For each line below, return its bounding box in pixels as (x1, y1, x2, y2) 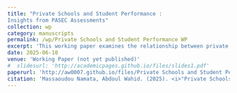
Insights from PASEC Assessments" (7, 17, 109, 24)
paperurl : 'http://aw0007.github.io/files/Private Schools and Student (7, 69, 222, 76)
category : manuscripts (7, 29, 74, 37)
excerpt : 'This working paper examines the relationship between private (7, 43, 229, 50)
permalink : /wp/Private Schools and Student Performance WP (7, 36, 188, 43)
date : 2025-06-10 (7, 50, 59, 57)
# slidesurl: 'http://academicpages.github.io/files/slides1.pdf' (7, 62, 210, 69)
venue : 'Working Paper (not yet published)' (7, 56, 140, 63)
